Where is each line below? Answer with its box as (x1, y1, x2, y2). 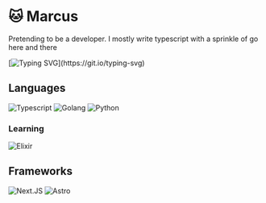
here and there (8, 42, 58, 52)
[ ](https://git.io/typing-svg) (8, 58, 145, 68)
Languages (8, 81, 66, 95)
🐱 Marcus (8, 7, 79, 26)
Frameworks (8, 164, 73, 178)
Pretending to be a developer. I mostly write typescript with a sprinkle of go (8, 34, 259, 43)
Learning (8, 122, 44, 134)
